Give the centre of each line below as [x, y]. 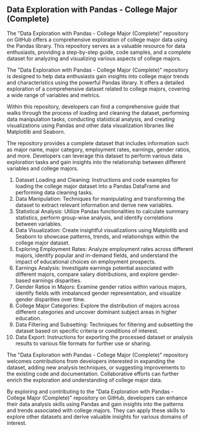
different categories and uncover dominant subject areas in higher [96, 312]
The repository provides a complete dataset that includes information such [98, 143]
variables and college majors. [43, 168]
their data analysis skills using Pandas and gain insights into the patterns [95, 404]
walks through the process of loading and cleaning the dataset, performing [98, 112]
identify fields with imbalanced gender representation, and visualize [98, 293]
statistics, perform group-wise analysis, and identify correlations [94, 217]
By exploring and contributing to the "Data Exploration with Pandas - [90, 391]
